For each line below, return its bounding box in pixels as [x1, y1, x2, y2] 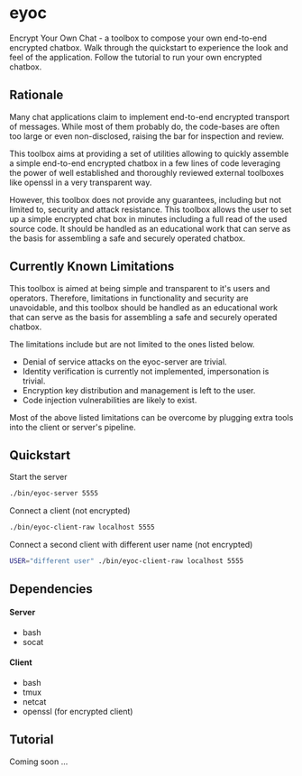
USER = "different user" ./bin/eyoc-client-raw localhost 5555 [9, 557, 244, 566]
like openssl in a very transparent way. [9, 177, 152, 188]
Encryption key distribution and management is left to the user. [22, 384, 256, 395]
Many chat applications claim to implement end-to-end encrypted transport [9, 111, 290, 122]
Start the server [9, 472, 68, 483]
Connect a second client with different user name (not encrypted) [9, 540, 253, 550]
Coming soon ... [9, 756, 69, 767]
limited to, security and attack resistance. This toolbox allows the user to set [9, 204, 292, 215]
